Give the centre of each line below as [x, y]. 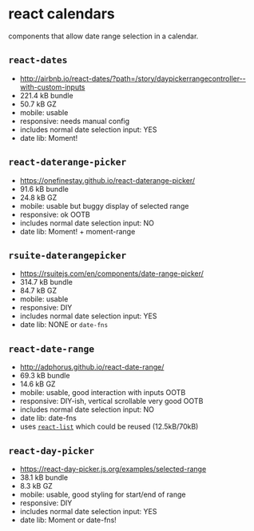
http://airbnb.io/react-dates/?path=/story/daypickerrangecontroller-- [133, 78]
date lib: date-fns [48, 418]
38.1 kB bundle [44, 477]
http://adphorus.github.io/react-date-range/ [92, 367]
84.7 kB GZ [38, 291]
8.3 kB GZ [36, 486]
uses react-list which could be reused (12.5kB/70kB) [109, 427]
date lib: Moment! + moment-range [77, 231]
